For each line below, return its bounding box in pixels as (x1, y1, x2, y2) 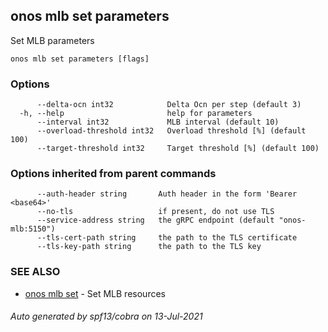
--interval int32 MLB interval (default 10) (36, 117, 280, 128)
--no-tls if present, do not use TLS (36, 207, 275, 217)
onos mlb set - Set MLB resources (24, 287, 166, 299)
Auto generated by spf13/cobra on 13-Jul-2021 (10, 310, 203, 323)
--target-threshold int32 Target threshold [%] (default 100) (36, 144, 320, 154)
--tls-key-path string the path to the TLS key (36, 242, 262, 252)
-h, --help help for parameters (19, 109, 253, 119)
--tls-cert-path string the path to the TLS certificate (36, 233, 298, 243)
